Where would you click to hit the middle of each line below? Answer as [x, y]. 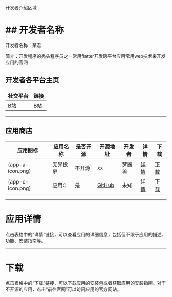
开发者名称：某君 [23, 45]
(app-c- [18, 181]
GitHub [105, 185]
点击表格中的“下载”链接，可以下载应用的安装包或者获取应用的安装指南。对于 [86, 283]
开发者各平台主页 [32, 80]
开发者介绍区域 [21, 7]
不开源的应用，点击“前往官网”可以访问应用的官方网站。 [63, 289]
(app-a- [18, 164]
